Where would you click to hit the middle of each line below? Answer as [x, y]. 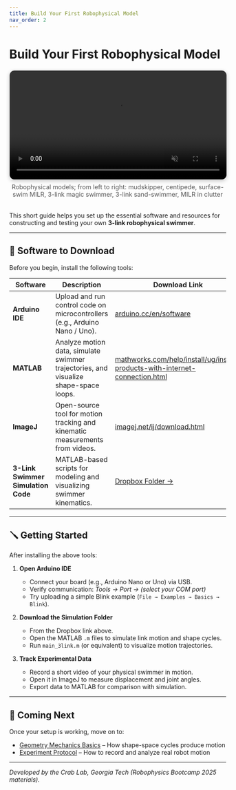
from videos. [75, 448]
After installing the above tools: [53, 555]
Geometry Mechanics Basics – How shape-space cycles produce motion [122, 745]
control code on [81, 305]
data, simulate [77, 351]
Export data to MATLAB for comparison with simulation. [108, 687]
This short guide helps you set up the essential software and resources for [115, 215]
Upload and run [80, 296]
